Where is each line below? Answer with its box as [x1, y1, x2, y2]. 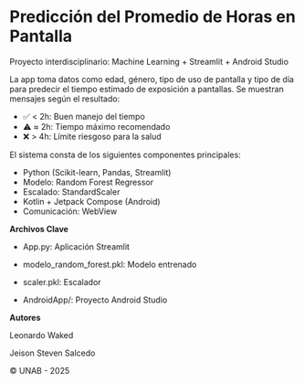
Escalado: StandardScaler [22, 186, 121, 197]
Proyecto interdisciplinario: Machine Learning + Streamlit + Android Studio [9, 56, 289, 67]
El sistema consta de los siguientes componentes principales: [9, 149, 242, 160]
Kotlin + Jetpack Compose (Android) [22, 196, 162, 207]
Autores [9, 312, 41, 323]
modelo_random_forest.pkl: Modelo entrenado [22, 259, 197, 270]
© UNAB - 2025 [9, 365, 70, 376]
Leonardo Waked [9, 329, 74, 340]
